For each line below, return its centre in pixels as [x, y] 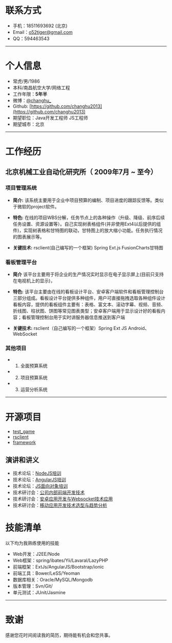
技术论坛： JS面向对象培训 [40, 486]
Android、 [138, 328]
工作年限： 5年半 [30, 94]
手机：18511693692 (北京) [40, 26]
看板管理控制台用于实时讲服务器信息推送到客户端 [73, 317]
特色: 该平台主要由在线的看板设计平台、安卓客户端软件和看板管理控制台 [88, 292]
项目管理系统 [21, 188]
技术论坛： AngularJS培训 [39, 480]
